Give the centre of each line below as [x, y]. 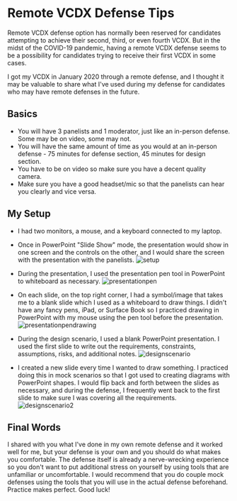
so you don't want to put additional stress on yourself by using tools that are [118, 467]
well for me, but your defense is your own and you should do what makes [114, 452]
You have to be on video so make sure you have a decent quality [112, 169]
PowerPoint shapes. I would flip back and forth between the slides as [118, 382]
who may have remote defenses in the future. [74, 92]
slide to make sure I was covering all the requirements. [97, 397]
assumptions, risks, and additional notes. [77, 353]
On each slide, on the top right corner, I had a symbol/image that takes [120, 294]
